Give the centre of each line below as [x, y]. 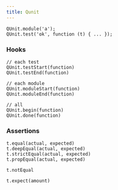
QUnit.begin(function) [35, 110]
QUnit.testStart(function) [40, 67]
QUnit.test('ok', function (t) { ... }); [60, 34]
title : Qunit [23, 12]
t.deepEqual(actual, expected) [46, 149]
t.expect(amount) [28, 181]
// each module [26, 83]
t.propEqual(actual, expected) [46, 159]
